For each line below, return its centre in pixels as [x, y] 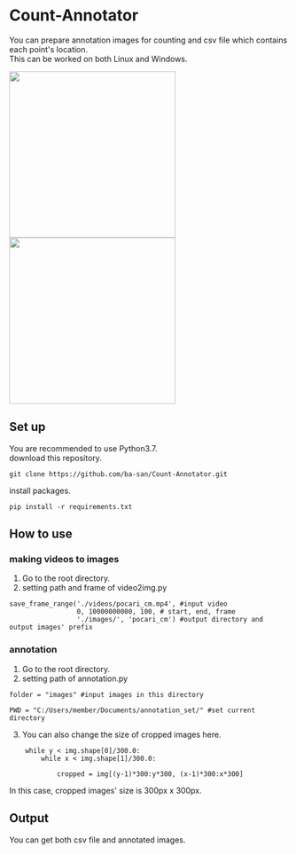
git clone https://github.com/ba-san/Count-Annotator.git [118, 474]
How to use [41, 534]
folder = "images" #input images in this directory [106, 694]
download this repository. [55, 458]
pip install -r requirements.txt [71, 506]
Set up [27, 427]
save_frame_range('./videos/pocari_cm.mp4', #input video [118, 604]
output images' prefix [51, 627]
